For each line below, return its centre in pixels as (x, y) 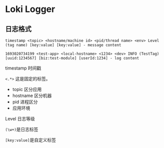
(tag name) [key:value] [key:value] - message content (63, 45)
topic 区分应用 (27, 89)
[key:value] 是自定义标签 (31, 140)
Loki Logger (30, 9)
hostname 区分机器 (32, 95)
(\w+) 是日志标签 (22, 129)
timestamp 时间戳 (23, 68)
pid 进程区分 (25, 102)
